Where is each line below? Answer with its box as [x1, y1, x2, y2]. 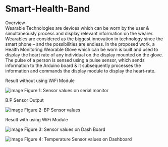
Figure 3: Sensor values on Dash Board [24, 126, 106, 132]
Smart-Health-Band [5, 3, 90, 15]
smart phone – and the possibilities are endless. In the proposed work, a [5, 41, 155, 47]
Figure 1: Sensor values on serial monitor [24, 87, 109, 93]
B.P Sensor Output [5, 97, 44, 103]
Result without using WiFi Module [5, 78, 75, 84]
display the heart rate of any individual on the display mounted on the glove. [5, 51, 163, 58]
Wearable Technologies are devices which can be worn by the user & [5, 25, 149, 31]
